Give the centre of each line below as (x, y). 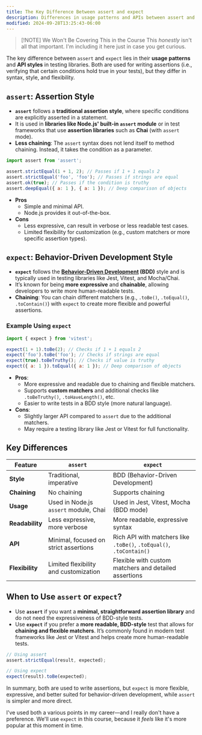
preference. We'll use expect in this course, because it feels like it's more (96, 719)
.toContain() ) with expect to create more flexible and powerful (93, 304)
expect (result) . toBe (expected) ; (47, 676)
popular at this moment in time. (45, 725)
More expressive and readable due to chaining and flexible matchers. (109, 384)
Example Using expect (39, 326)
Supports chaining (139, 492)
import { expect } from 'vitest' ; (50, 339)
